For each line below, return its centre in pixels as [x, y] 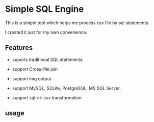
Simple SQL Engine [45, 9]
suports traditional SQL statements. [48, 60]
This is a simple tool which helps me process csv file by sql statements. [77, 23]
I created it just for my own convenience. [46, 32]
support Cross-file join [35, 69]
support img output [32, 78]
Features [19, 48]
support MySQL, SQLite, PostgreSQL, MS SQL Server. [66, 88]
